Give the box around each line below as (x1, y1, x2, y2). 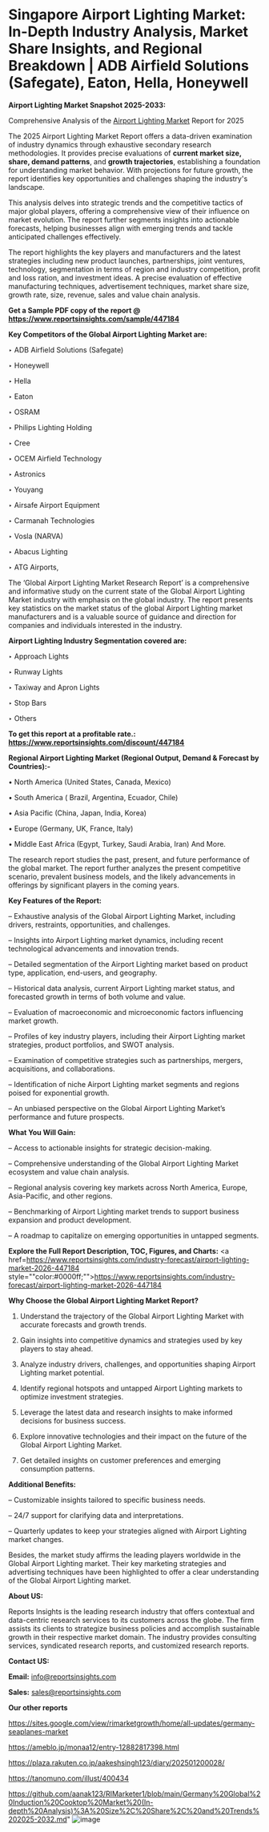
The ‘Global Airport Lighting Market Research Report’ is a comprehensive (8, 578, 250, 587)
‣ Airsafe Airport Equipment (8, 500, 100, 509)
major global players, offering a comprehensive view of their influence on (8, 206, 250, 215)
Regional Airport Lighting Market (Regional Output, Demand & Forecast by (8, 753, 259, 763)
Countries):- (8, 761, 50, 771)
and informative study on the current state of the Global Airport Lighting (8, 586, 246, 596)
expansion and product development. (8, 1215, 132, 1225)
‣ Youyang (8, 485, 44, 494)
